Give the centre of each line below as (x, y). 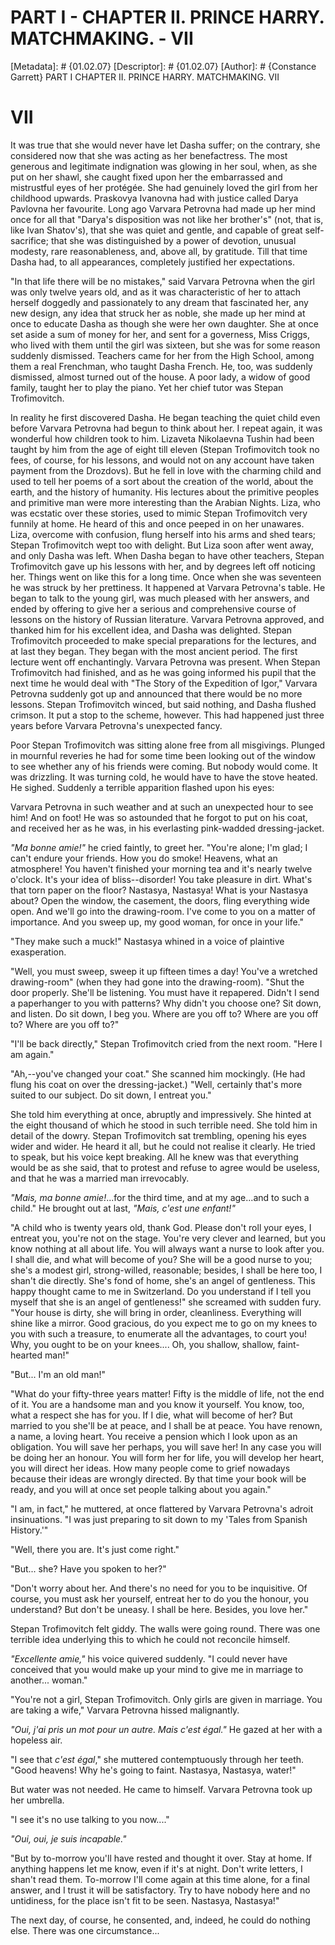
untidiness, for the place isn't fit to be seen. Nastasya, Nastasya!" (145, 1900)
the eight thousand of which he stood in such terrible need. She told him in (164, 1125)
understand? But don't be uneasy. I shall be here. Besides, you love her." (159, 1609)
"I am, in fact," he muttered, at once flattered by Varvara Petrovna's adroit (162, 1508)
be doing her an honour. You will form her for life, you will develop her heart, (167, 1457)
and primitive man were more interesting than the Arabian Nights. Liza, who (165, 502)
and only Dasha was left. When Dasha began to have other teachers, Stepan (167, 555)
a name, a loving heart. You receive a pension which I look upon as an (154, 1436)
